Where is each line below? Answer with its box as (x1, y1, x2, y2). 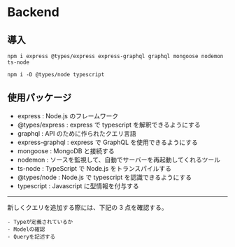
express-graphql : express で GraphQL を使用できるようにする (17, 138, 198, 146)
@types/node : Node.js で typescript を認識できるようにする (17, 173, 192, 181)
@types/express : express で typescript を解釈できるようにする (17, 120, 201, 129)
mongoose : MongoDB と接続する (17, 146, 115, 155)
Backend (7, 4, 59, 20)
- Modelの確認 (7, 225, 45, 233)
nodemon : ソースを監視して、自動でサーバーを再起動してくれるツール (17, 155, 220, 164)
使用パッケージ (7, 92, 72, 104)
